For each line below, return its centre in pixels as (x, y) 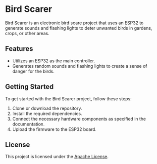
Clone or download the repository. (47, 108)
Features (19, 49)
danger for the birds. (33, 71)
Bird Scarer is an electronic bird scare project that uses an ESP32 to (74, 23)
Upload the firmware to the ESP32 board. (54, 129)
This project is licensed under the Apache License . (57, 157)
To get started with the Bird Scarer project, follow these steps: (69, 99)
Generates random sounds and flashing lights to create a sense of (80, 66)
